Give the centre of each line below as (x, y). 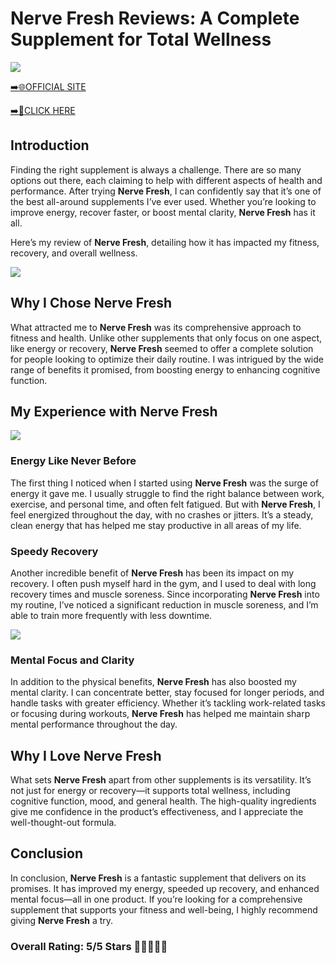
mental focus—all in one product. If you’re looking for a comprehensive (156, 899)
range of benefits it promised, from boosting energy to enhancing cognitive (165, 369)
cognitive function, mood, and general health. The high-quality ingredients (163, 801)
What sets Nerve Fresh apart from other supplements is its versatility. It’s (161, 780)
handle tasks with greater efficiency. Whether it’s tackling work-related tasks (168, 703)
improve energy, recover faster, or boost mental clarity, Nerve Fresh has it (163, 212)
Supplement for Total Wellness (141, 39)
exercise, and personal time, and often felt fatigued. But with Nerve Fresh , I (165, 504)
